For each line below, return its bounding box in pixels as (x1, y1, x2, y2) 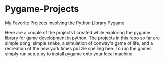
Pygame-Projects (5, 3, 79, 15)
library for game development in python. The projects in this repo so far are (5, 35, 160, 41)
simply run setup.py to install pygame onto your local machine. (5, 51, 134, 57)
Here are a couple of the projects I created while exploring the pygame (5, 29, 151, 35)
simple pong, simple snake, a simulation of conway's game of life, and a (5, 40, 153, 46)
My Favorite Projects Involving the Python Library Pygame (5, 20, 125, 26)
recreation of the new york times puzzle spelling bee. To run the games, (5, 45, 153, 51)
